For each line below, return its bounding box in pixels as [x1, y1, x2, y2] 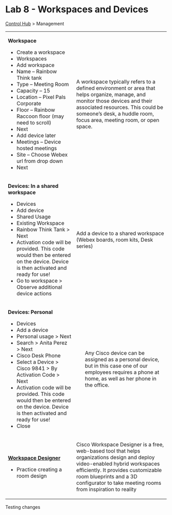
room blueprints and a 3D [76, 473, 138, 480]
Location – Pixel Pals [16, 93, 66, 100]
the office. [84, 381, 110, 389]
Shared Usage [16, 213, 51, 220]
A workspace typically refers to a [76, 78, 156, 85]
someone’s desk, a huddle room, [76, 110, 155, 117]
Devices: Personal [8, 308, 53, 315]
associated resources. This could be [76, 103, 164, 111]
